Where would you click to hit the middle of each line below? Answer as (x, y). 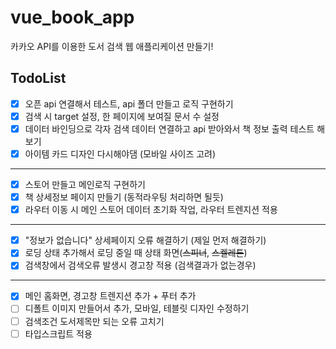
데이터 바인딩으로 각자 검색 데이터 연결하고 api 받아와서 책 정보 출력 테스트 (169, 128)
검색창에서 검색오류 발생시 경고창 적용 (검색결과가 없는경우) (140, 265)
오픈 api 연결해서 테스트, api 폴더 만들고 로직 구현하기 (129, 103)
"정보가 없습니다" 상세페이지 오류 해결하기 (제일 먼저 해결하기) (145, 240)
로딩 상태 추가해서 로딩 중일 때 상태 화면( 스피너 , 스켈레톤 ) (136, 253)
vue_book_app (72, 17)
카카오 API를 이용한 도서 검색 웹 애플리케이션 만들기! (112, 46)
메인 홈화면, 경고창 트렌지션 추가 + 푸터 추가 (110, 296)
